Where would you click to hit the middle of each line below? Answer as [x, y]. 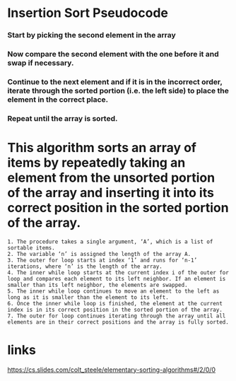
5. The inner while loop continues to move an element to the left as [113, 291]
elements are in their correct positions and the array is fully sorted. [118, 322]
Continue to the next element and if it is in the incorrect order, [115, 81]
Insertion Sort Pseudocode [88, 13]
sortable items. [31, 248]
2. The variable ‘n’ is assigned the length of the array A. [99, 254]
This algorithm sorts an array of [102, 148]
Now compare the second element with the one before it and [113, 54]
